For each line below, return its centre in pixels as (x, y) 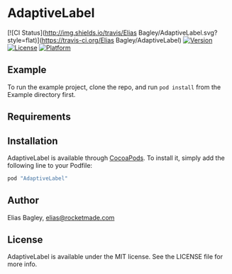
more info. (22, 264)
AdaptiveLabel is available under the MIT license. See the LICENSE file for (115, 257)
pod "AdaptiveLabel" (38, 178)
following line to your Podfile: (50, 165)
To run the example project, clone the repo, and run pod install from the (114, 87)
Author (23, 201)
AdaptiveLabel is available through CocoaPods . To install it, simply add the (116, 158)
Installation (33, 141)
